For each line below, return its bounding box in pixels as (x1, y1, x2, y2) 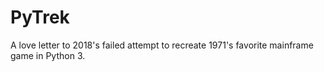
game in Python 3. (10, 49, 86, 61)
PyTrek (10, 6, 70, 29)
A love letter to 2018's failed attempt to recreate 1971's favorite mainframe (10, 39, 314, 51)
